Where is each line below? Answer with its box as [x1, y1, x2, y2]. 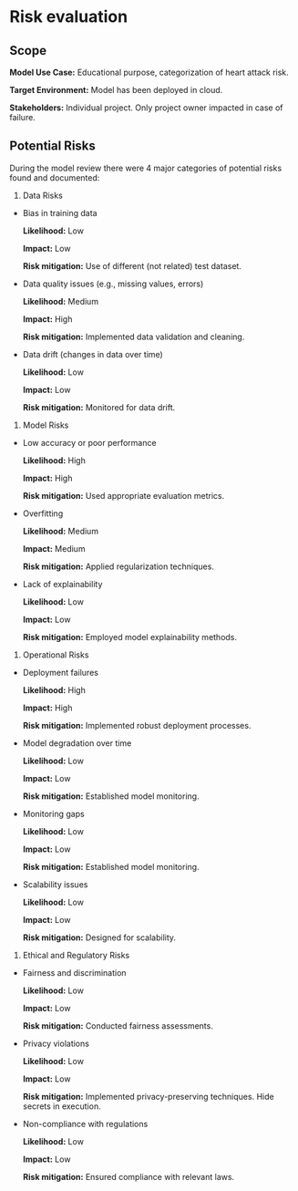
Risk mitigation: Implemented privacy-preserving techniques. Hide [22, 1091, 275, 1102]
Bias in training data [22, 207, 98, 218]
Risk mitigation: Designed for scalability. [22, 932, 176, 943]
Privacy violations [22, 1038, 89, 1049]
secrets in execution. [22, 1101, 102, 1112]
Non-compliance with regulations [22, 1118, 149, 1129]
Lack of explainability [22, 578, 103, 589]
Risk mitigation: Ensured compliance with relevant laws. [22, 1171, 235, 1182]
